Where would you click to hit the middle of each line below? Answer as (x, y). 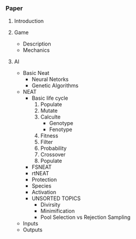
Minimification (57, 211)
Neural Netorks (50, 79)
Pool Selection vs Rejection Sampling (85, 217)
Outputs (32, 230)
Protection (44, 180)
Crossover (53, 155)
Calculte (51, 117)
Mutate (49, 111)
